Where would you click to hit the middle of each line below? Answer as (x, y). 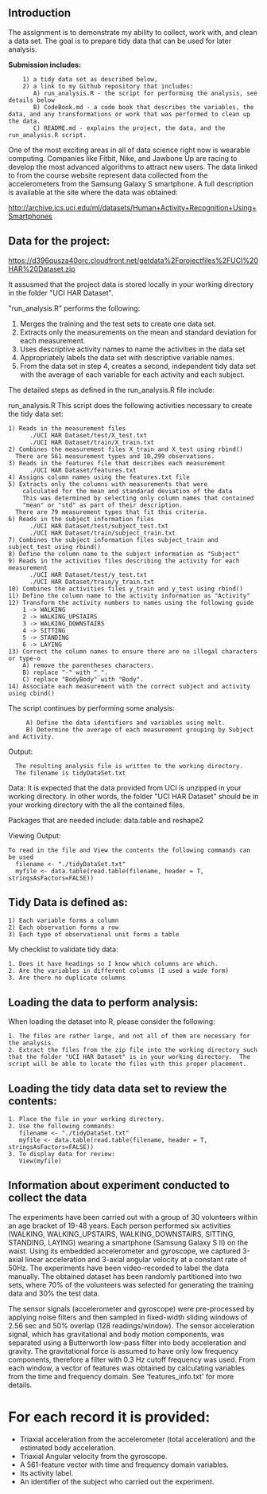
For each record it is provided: (109, 1417)
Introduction (40, 13)
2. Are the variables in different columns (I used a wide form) (118, 971)
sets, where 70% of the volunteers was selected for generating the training (131, 1284)
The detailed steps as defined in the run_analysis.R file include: (111, 390)
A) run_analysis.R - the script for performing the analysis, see (145, 93)
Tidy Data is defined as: (68, 902)
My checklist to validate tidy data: (63, 949)
